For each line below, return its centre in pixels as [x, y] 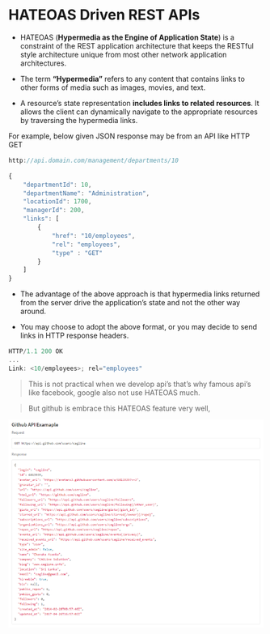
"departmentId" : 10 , [57, 185]
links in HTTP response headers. [74, 336]
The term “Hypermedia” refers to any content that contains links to [132, 79]
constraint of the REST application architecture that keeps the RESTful [137, 45]
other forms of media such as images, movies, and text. [113, 87]
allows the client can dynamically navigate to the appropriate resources [139, 112]
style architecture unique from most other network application [123, 54]
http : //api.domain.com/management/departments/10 [94, 160]
